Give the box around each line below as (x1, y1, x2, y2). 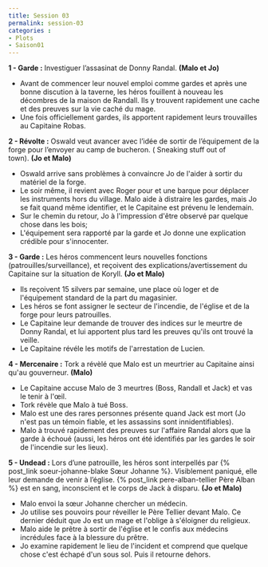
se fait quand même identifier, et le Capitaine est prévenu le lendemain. (19, 203, 254, 212)
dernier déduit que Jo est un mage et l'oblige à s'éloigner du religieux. (19, 516, 251, 526)
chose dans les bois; (19, 220, 88, 230)
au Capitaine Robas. (19, 121, 86, 131)
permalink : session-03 (8, 19, 84, 27)
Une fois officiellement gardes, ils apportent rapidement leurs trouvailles (19, 112, 258, 122)
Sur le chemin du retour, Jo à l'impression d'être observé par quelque (19, 211, 249, 221)
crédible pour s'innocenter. (19, 237, 109, 246)
